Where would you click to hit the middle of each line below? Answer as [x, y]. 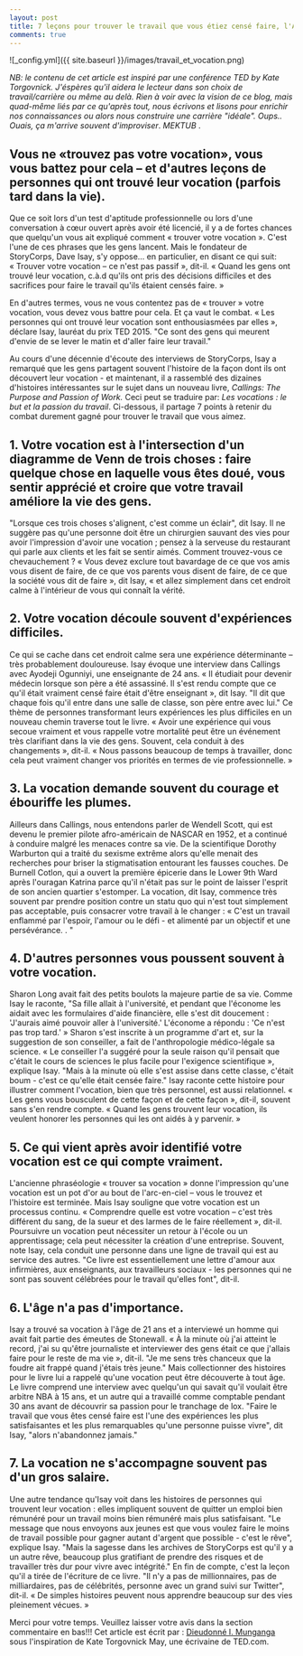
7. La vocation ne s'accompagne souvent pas [138, 1463]
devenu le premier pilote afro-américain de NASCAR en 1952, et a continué [148, 834]
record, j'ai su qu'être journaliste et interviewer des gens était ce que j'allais [150, 1349]
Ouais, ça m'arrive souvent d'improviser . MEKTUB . [105, 126]
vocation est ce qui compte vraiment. [116, 1161]
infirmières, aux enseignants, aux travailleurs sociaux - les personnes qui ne [151, 1269]
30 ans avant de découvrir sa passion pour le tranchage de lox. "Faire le [143, 1407]
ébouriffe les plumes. [71, 803]
